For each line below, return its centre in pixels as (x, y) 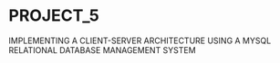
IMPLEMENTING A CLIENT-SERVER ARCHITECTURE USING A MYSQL (140, 40)
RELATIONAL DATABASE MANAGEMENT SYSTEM (103, 49)
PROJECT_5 (54, 16)
